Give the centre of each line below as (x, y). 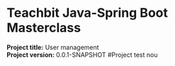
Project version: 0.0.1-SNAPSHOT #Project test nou (82, 55)
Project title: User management (53, 47)
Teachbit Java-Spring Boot (87, 13)
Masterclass (44, 28)
